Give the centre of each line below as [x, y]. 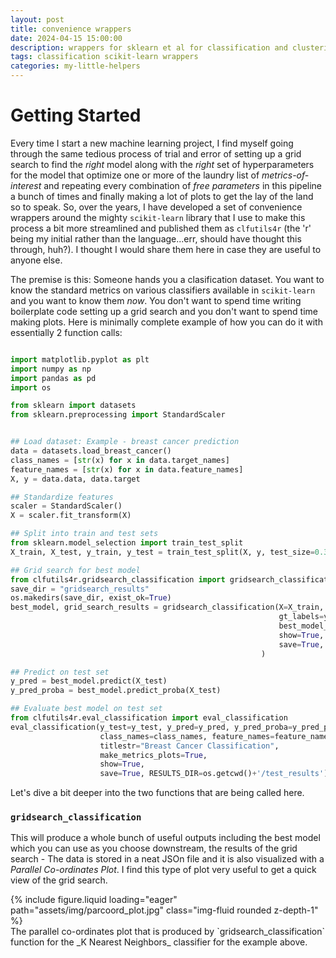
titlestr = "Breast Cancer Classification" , [189, 746]
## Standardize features [62, 497]
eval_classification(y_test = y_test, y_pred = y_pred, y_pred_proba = [151, 727]
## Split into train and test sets [84, 534]
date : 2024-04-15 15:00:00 [66, 38]
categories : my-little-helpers [75, 66]
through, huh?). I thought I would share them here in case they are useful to [166, 249]
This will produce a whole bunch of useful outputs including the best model [165, 838]
